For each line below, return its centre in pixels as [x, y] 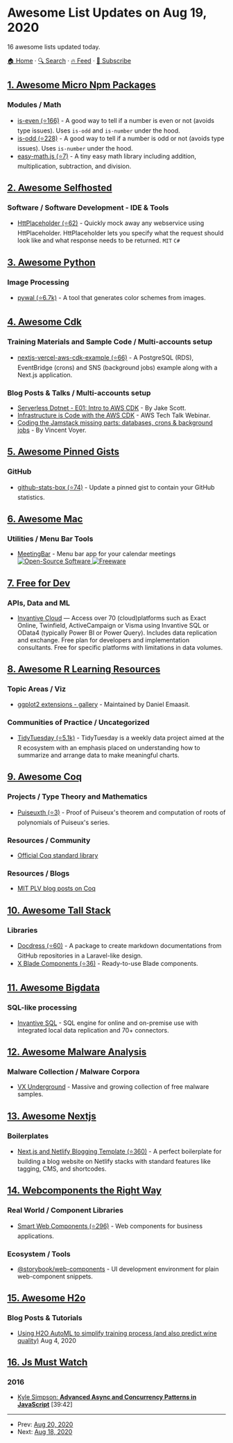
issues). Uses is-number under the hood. [75, 148]
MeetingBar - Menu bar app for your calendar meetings [96, 554]
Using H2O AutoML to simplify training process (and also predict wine [117, 1333]
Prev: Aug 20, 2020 [45, 1424]
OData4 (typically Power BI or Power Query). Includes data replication [117, 633]
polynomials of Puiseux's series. [63, 822]
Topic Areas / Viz [37, 689]
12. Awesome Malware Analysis [77, 1052]
